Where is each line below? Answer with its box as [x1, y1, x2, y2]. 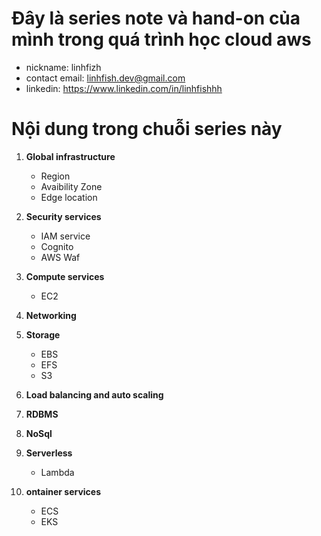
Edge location [40, 191, 98, 203]
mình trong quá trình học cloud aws [11, 28, 312, 51]
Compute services [25, 270, 105, 282]
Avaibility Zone [40, 180, 103, 192]
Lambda [40, 466, 75, 478]
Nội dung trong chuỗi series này [11, 118, 283, 141]
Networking [25, 309, 77, 321]
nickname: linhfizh [25, 61, 102, 73]
